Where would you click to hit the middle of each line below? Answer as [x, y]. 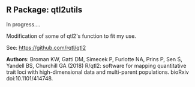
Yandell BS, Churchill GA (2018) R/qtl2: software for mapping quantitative [96, 65]
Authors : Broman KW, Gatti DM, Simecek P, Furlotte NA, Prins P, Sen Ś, [94, 59]
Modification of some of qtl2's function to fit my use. [71, 36]
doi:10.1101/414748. [30, 78]
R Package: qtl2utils [44, 10]
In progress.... [23, 24]
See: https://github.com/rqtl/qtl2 [46, 47]
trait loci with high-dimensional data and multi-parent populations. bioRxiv [97, 72]
